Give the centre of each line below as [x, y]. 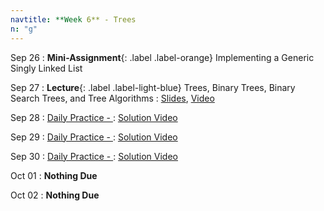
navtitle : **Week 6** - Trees [73, 19]
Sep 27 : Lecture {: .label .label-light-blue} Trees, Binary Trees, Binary [153, 87]
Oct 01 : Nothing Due [54, 175]
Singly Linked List [46, 68]
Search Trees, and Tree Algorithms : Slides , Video [112, 98]
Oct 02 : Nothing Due [55, 195]
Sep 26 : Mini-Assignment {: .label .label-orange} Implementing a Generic [162, 57]
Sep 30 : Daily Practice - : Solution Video [94, 156]
